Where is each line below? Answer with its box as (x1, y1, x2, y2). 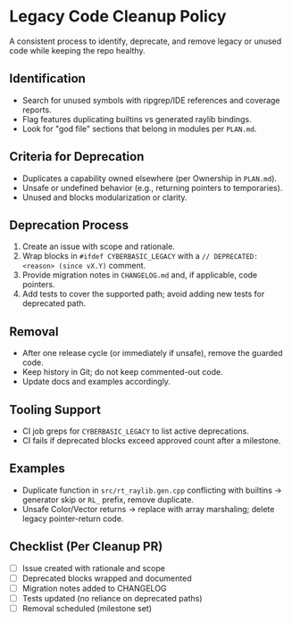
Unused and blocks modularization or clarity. (21, 192, 188, 203)
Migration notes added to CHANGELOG (21, 583, 167, 593)
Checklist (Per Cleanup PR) (9, 539, 163, 554)
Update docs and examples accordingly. (21, 377, 171, 387)
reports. (21, 104, 52, 115)
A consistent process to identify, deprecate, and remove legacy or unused (9, 36, 282, 46)
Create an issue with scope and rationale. (21, 241, 176, 252)
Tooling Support (9, 402, 101, 417)
